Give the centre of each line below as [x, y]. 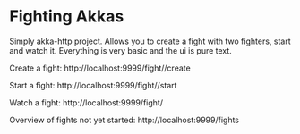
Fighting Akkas [67, 17]
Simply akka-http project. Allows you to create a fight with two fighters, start [150, 41]
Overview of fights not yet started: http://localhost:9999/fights [124, 120]
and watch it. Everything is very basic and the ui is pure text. [121, 50]
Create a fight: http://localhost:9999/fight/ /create [100, 68]
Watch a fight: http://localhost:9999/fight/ [86, 102]
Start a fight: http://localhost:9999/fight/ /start [93, 85]
